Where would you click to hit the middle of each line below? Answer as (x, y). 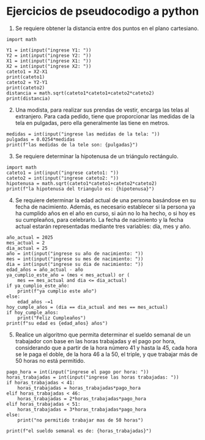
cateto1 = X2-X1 (27, 72)
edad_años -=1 (35, 302)
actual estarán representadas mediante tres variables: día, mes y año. (103, 226)
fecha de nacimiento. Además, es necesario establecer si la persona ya (105, 207)
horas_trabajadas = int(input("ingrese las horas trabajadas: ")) (93, 377)
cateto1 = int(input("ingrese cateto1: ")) (63, 173)
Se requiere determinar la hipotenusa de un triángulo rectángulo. (97, 156)
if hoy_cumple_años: (33, 313)
